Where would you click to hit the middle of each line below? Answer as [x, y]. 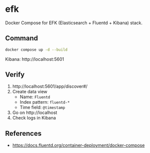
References [23, 134]
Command [22, 38]
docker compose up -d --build [37, 50]
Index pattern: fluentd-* [45, 102]
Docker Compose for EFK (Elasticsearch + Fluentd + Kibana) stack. [74, 23]
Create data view [30, 92]
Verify [15, 75]
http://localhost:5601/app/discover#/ [50, 86]
